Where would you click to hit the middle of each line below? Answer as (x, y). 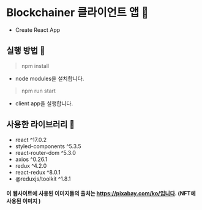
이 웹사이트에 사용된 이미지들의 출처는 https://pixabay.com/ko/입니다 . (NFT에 (101, 193)
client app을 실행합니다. (44, 103)
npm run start (39, 91)
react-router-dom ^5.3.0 (46, 152)
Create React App (38, 30)
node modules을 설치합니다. (50, 78)
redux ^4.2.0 (31, 165)
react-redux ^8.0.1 (38, 172)
